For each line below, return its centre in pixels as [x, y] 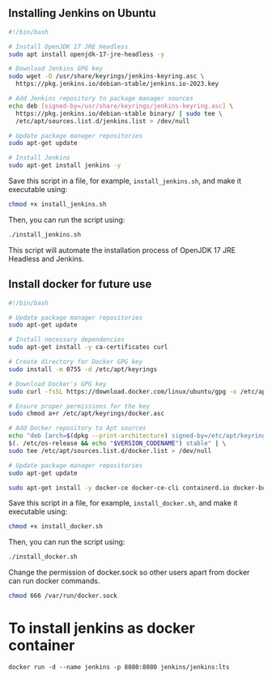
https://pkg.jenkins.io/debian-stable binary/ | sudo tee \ [119, 113]
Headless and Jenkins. [47, 258]
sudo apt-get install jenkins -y [65, 165]
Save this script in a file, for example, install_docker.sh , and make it [123, 503]
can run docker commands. [54, 581]
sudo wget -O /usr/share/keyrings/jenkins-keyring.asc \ [106, 76]
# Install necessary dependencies [67, 339]
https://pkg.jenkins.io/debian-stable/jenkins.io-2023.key [117, 84]
